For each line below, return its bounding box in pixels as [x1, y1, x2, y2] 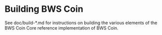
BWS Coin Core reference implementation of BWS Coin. [4, 25, 118, 31]
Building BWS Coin [4, 3, 84, 15]
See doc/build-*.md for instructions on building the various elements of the [4, 20, 158, 26]
